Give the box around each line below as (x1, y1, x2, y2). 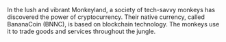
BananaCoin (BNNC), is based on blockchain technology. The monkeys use (7, 20, 220, 28)
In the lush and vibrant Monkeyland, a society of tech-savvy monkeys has (7, 6, 216, 14)
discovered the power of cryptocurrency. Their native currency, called (7, 13, 205, 21)
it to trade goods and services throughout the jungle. (7, 27, 156, 35)
